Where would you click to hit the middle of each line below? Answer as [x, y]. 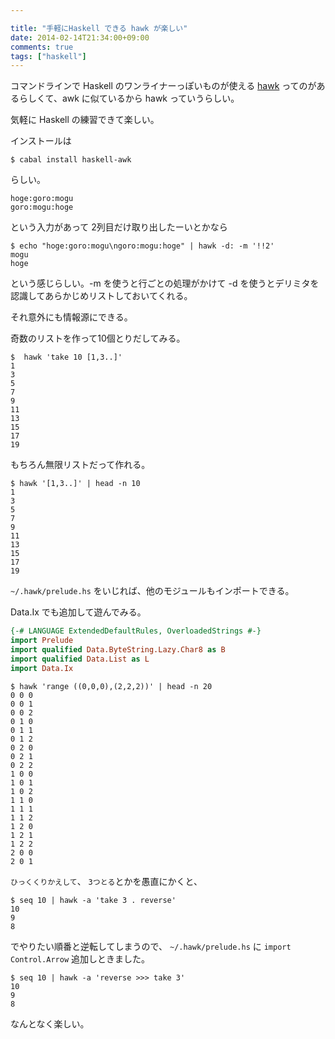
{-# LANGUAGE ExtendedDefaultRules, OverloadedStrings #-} [136, 631]
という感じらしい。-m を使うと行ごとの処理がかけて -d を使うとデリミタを [165, 283]
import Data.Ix [42, 668]
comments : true [42, 47]
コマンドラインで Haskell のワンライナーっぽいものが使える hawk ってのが [163, 86]
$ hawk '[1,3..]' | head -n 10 [75, 484]
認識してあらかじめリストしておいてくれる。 [101, 296]
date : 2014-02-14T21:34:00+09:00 [80, 37]
